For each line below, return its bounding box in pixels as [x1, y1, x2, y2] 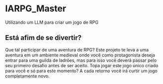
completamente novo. [5, 73, 50, 79]
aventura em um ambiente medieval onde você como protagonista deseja [5, 52, 155, 58]
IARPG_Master [5, 3, 66, 14]
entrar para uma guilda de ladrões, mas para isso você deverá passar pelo [5, 57, 157, 63]
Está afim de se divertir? [5, 34, 82, 42]
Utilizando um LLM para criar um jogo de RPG [5, 19, 99, 25]
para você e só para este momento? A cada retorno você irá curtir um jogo [5, 68, 158, 74]
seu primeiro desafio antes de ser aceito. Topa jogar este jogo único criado [5, 62, 159, 68]
